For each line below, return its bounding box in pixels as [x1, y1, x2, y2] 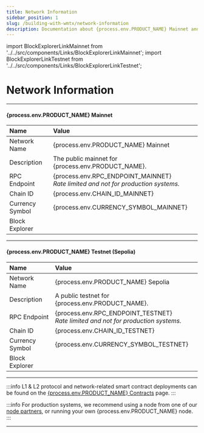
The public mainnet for [53, 155, 118, 163]
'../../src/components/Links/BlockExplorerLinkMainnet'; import [6, 49, 162, 57]
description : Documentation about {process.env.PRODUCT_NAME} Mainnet [6, 26, 189, 32]
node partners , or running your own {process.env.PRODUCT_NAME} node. [6, 407, 193, 415]
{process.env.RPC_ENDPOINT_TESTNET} [55, 309, 172, 317]
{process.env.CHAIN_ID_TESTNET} [55, 326, 155, 335]
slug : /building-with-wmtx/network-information [6, 20, 129, 26]
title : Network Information [6, 9, 78, 15]
